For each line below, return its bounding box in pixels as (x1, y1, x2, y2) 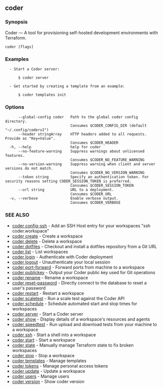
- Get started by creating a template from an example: (9, 84, 125, 88)
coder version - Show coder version (12, 378, 85, 384)
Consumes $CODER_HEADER (70, 140, 119, 146)
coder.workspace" (12, 228, 50, 234)
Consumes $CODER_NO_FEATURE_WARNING (70, 157, 145, 163)
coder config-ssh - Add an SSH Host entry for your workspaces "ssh (12, 222, 151, 229)
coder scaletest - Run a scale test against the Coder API (12, 295, 125, 301)
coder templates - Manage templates (12, 358, 87, 364)
